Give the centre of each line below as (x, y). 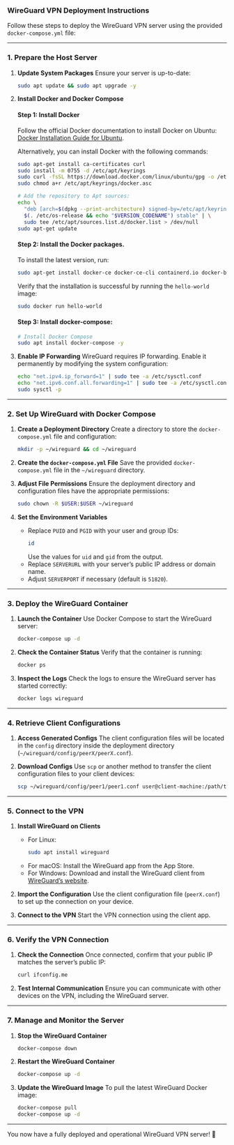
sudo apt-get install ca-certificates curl (81, 164)
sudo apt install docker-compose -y (70, 343)
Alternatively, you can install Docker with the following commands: (112, 151)
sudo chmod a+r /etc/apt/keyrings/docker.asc (84, 183)
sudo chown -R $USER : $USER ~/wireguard (75, 504)
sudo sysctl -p (39, 390)
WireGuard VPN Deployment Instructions (78, 10)
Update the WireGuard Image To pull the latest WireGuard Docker (112, 1088)
